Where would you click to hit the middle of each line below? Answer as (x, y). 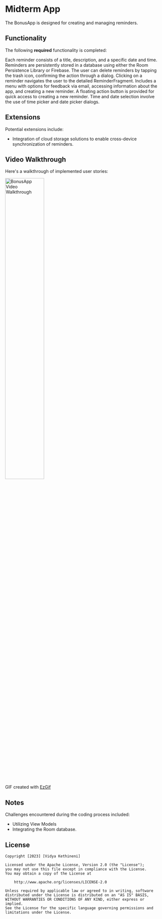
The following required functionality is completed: (56, 50)
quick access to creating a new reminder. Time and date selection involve (80, 96)
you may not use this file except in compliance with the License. (76, 869)
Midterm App (33, 9)
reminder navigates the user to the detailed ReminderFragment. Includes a (81, 80)
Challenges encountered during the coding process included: (67, 815)
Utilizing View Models (34, 824)
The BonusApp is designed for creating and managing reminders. (72, 23)
